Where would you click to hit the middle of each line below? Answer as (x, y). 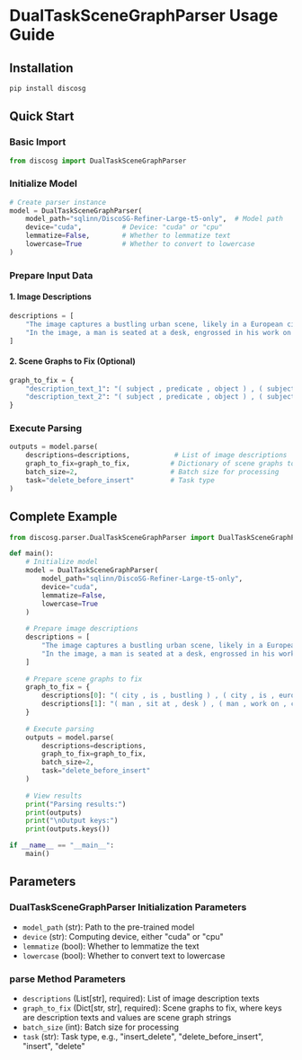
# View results (54, 796)
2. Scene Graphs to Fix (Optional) (73, 361)
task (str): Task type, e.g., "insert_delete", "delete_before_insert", (142, 1036)
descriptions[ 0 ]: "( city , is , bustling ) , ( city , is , (159, 696)
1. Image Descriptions (50, 296)
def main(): (31, 553)
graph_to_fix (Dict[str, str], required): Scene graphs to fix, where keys (152, 1008)
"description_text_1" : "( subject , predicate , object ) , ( (144, 389)
